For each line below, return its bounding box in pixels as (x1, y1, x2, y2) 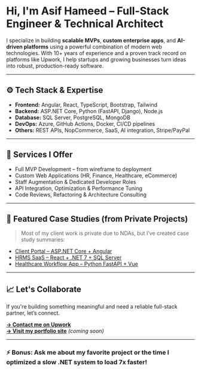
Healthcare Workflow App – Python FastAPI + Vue (14, 261, 139, 268)
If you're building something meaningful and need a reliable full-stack (6, 303, 178, 310)
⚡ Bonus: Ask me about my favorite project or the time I (6, 349, 169, 357)
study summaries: (20, 236, 65, 243)
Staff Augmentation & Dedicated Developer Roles (14, 178, 136, 185)
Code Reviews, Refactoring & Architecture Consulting (14, 190, 147, 198)
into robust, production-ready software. (6, 62, 104, 69)
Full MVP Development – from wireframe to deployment (14, 165, 152, 173)
